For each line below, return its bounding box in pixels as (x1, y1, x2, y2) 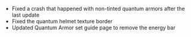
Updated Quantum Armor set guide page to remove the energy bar (11, 24, 176, 31)
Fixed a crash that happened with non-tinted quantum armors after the (11, 5, 186, 12)
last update (11, 11, 40, 18)
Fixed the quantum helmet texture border (11, 18, 113, 24)
